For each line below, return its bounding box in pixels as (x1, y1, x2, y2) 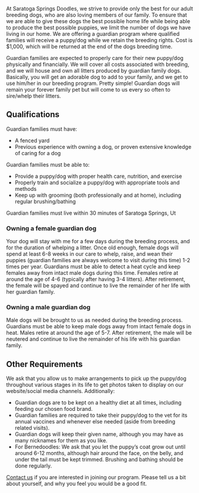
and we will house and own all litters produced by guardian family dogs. (6, 67, 182, 74)
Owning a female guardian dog (6, 224, 97, 233)
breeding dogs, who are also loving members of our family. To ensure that (6, 11, 187, 18)
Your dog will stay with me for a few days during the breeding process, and (6, 238, 190, 245)
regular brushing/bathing (14, 197, 76, 205)
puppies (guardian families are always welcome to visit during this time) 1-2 (6, 257, 191, 264)
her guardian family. (6, 288, 55, 296)
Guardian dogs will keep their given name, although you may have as (14, 431, 184, 438)
